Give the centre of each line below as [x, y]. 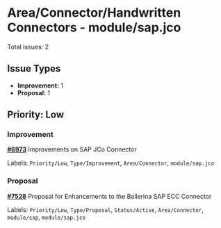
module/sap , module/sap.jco [46, 217]
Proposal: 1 [34, 92]
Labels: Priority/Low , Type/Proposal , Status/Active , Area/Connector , [105, 209]
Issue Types [34, 68]
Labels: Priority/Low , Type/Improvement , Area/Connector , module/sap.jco [111, 163]
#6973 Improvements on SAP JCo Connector [72, 149]
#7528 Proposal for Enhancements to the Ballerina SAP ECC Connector [109, 196]
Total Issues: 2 [28, 47]
